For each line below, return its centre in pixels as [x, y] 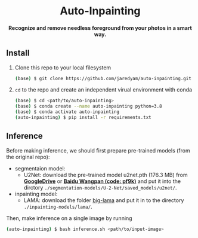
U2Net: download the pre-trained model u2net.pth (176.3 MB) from [106, 175]
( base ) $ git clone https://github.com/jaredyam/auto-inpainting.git [103, 78]
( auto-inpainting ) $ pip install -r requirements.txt [83, 118]
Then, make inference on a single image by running [69, 218]
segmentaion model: [40, 168]
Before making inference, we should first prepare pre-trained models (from [98, 150]
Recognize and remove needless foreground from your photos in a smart [100, 28]
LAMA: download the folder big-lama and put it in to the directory [104, 200]
